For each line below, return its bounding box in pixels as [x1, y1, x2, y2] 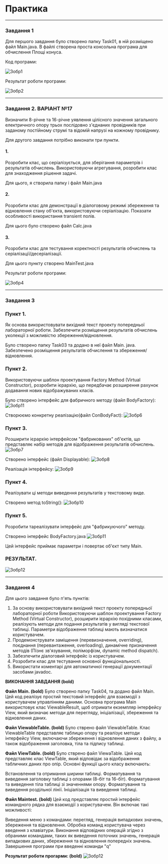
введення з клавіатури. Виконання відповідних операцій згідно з [5, 827, 143, 833]
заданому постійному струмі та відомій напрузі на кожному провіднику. [5, 127, 160, 133]
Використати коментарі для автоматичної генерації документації [12, 664, 152, 670]
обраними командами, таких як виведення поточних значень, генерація [5, 832, 160, 839]
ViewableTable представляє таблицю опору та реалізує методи [5, 730, 140, 736]
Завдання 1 [5, 27, 34, 34]
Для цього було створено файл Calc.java [5, 222, 92, 228]
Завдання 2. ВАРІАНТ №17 [5, 105, 72, 112]
